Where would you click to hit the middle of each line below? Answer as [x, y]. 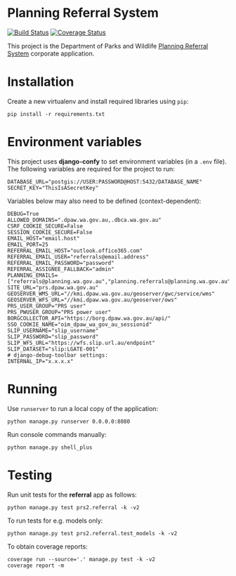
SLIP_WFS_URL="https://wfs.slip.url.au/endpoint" [81, 343]
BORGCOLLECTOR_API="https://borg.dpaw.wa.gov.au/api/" [89, 318]
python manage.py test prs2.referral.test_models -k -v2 [92, 533]
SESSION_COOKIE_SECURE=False [50, 232]
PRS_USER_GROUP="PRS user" [47, 306]
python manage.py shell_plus [50, 447]
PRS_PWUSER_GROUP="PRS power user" [59, 312]
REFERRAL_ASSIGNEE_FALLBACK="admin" [61, 269]
